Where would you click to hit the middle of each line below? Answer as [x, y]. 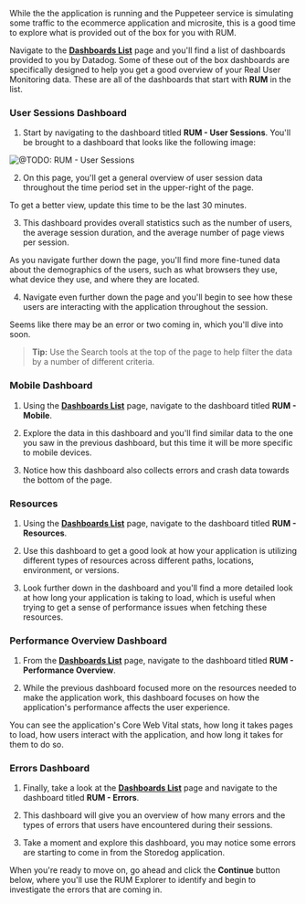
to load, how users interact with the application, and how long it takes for [147, 735]
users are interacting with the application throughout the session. [145, 307]
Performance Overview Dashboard [88, 641]
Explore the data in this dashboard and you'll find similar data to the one [158, 432]
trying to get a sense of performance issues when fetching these [145, 607]
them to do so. [37, 745]
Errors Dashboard [49, 769]
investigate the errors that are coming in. [86, 889]
